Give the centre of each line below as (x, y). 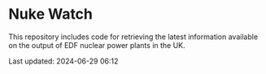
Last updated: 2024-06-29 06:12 (63, 61)
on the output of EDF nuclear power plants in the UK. (97, 45)
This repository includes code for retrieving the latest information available (133, 37)
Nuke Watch (51, 14)
